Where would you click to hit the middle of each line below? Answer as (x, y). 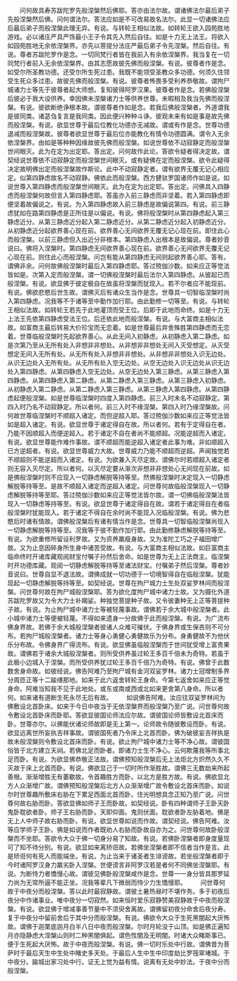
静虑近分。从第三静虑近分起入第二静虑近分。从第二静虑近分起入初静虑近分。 (119, 222)
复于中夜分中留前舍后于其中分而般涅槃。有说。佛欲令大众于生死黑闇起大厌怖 (119, 918)
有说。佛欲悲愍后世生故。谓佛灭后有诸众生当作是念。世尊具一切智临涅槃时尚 (119, 292)
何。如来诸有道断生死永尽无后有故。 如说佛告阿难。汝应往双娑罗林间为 (116, 697)
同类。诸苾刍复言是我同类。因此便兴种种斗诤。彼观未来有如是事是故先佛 (124, 116)
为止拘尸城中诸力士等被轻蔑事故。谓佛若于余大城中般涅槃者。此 (137, 609)
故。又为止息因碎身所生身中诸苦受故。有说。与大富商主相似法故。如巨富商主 (119, 548)
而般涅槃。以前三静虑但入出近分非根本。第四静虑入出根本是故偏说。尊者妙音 (119, 239)
